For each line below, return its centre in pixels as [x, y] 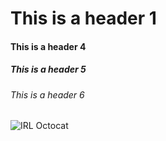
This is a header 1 [83, 18]
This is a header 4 [48, 46]
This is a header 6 [47, 94]
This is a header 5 [48, 69]
